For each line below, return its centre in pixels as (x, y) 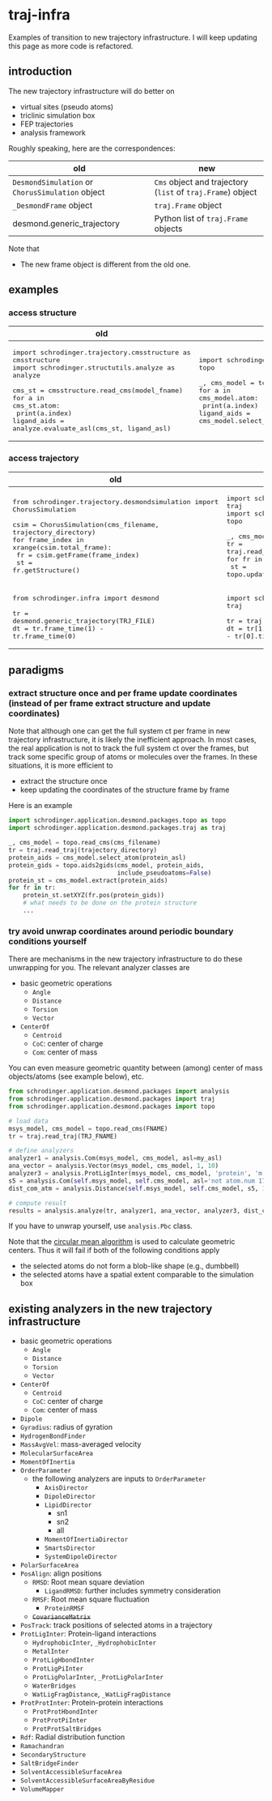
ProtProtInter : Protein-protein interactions (91, 1703)
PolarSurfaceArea (49, 1566)
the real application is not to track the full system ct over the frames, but (129, 748)
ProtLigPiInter (57, 1669)
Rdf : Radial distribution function (72, 1737)
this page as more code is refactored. (71, 45)
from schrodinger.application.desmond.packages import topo (112, 1106)
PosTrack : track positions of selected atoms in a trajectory (116, 1625)
